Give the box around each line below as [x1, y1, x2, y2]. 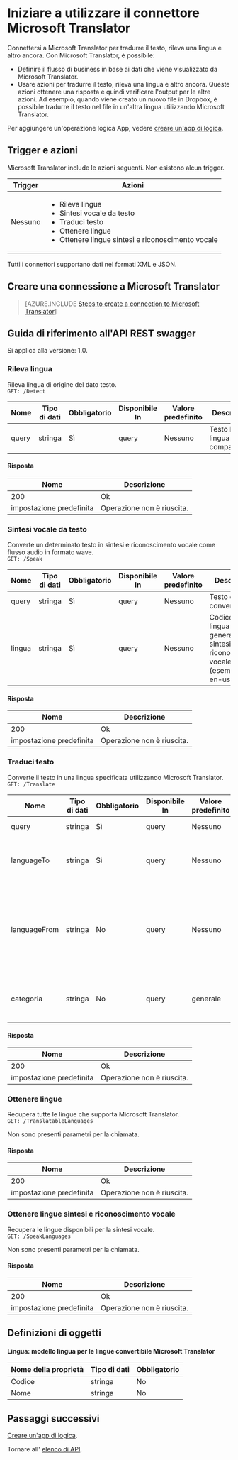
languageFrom [11, 924, 59, 934]
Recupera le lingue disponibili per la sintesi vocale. [7, 1225, 155, 1234]
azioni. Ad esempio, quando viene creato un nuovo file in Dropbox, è [17, 94, 218, 104]
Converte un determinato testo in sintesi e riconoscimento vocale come [7, 541, 216, 549]
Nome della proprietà [11, 1365, 84, 1375]
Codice [11, 1377, 35, 1387]
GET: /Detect [7, 388, 46, 395]
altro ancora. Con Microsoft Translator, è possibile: [7, 51, 155, 60]
